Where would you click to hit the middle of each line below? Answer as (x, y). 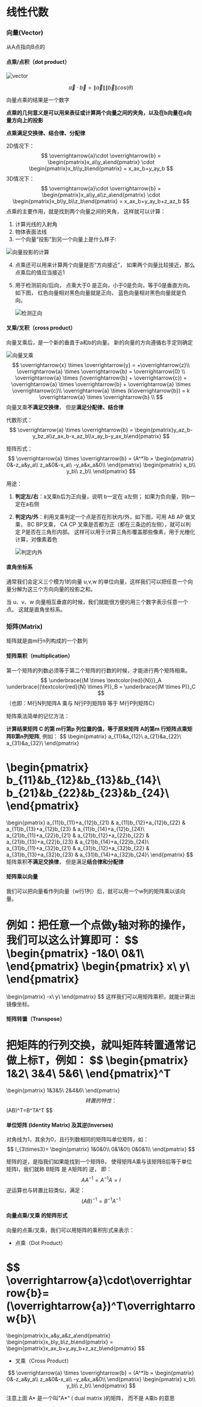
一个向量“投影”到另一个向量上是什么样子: (66, 239)
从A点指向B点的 (26, 47)
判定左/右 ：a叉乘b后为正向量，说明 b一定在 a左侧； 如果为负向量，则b (103, 496)
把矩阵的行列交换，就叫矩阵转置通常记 (101, 1045)
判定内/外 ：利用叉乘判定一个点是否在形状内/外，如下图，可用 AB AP (99, 516)
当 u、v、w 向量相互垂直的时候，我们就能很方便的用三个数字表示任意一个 (97, 602)
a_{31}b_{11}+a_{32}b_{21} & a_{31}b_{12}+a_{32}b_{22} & (78, 848)
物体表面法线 (31, 231)
